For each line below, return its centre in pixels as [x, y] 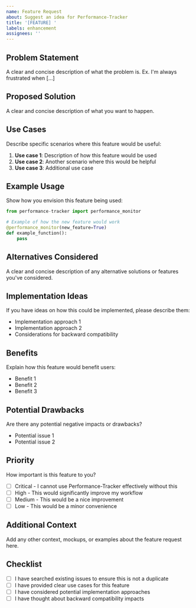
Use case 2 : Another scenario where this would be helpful [85, 161]
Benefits [22, 353]
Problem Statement [43, 58]
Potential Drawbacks [45, 410]
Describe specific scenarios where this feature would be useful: [84, 144]
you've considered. [30, 277]
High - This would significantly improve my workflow [79, 493]
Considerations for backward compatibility [66, 334]
